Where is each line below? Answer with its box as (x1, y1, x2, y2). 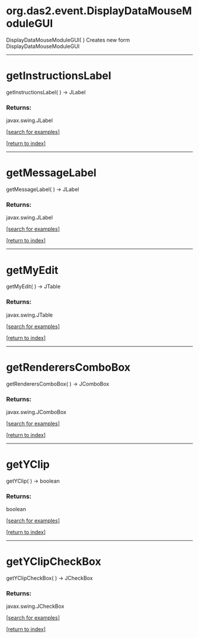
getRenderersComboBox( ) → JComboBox (6, 380, 110, 387)
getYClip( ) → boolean (6, 477, 60, 484)
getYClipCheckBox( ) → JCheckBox (6, 575, 93, 582)
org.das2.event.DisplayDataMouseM (6, 4, 192, 18)
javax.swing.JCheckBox (6, 603, 65, 610)
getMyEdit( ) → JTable (6, 283, 61, 290)
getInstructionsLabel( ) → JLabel (6, 88, 86, 95)
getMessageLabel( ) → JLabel (6, 186, 79, 193)
